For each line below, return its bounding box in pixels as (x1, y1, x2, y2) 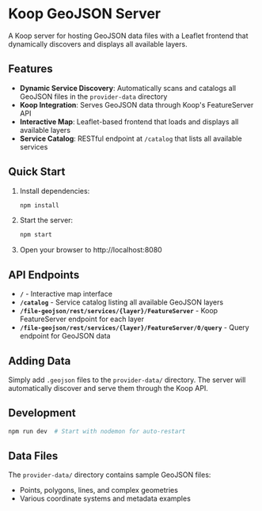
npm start (19, 231, 53, 239)
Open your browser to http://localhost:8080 (19, 245, 162, 255)
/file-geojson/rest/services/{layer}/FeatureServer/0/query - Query (19, 323, 249, 332)
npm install (19, 201, 59, 210)
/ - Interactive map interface (19, 290, 113, 299)
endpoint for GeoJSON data (19, 331, 111, 341)
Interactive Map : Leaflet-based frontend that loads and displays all (19, 116, 239, 127)
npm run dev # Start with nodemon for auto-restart (8, 427, 186, 435)
